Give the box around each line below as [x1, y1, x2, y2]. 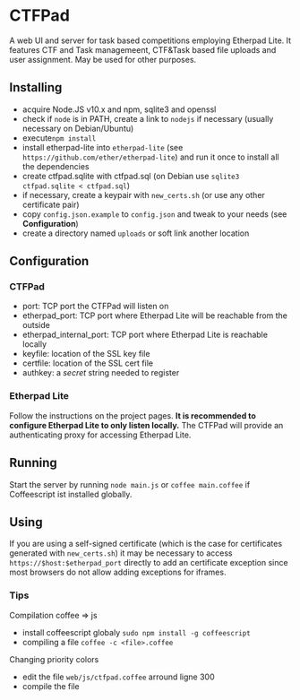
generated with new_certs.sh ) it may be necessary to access [9, 548, 233, 558]
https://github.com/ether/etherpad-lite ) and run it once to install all [21, 151, 279, 162]
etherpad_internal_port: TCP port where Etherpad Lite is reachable [21, 329, 269, 341]
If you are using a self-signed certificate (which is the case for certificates [9, 539, 283, 549]
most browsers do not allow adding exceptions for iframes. [9, 566, 227, 578]
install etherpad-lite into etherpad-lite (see [21, 142, 184, 152]
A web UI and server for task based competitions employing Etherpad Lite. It [9, 35, 292, 46]
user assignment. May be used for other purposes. [9, 54, 197, 65]
